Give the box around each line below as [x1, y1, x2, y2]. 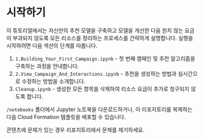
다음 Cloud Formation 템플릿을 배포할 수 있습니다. [6, 113, 126, 120]
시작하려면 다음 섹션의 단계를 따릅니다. [6, 42, 97, 49]
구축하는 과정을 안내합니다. [15, 62, 79, 70]
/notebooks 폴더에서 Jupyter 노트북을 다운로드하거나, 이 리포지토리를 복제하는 [6, 106, 193, 113]
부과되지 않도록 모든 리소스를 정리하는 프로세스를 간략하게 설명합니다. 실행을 [12, 34, 194, 41]
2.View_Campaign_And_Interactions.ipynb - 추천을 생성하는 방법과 [15, 70, 177, 77]
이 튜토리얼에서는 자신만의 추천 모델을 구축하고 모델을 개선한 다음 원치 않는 [6, 27, 184, 34]
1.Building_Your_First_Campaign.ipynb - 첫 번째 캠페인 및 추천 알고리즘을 [15, 55, 195, 62]
